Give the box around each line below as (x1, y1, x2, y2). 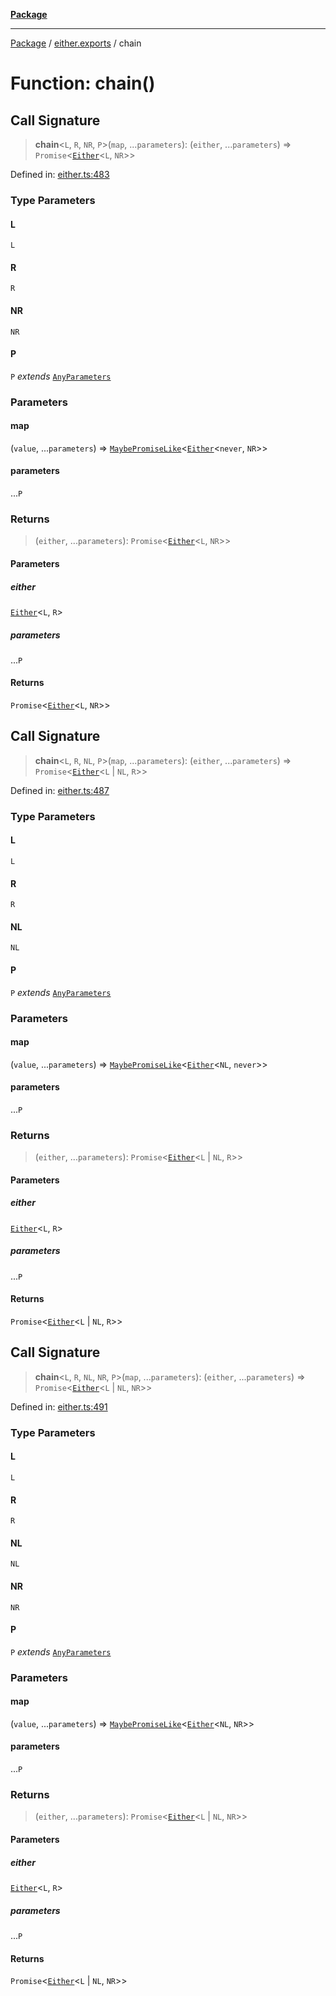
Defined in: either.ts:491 (10, 1400, 108, 1413)
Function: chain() (10, 72, 156, 95)
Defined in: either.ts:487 (10, 784, 110, 796)
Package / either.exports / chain (10, 37, 142, 49)
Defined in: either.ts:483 (10, 169, 110, 180)
